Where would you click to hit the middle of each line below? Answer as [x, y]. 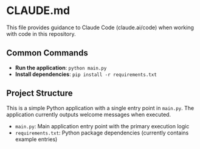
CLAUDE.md [38, 11]
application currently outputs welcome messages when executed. [89, 114]
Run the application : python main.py [61, 68]
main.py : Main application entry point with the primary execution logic [102, 126]
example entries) [36, 139]
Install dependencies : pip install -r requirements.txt [86, 74]
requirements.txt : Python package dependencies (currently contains [102, 133]
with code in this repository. [41, 33]
